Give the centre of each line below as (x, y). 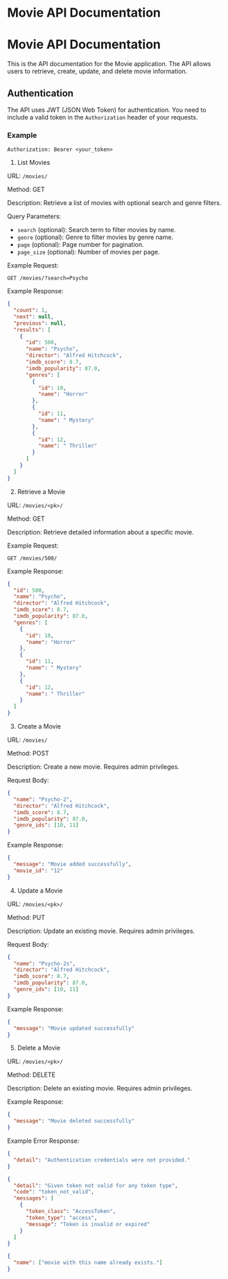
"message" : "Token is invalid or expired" (88, 1224)
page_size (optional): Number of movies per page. (89, 252)
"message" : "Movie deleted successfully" (74, 1121)
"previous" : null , (40, 323)
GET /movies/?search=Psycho (48, 278)
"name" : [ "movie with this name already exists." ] (88, 1263)
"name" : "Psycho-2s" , (45, 963)
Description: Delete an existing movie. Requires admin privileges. (100, 1089)
